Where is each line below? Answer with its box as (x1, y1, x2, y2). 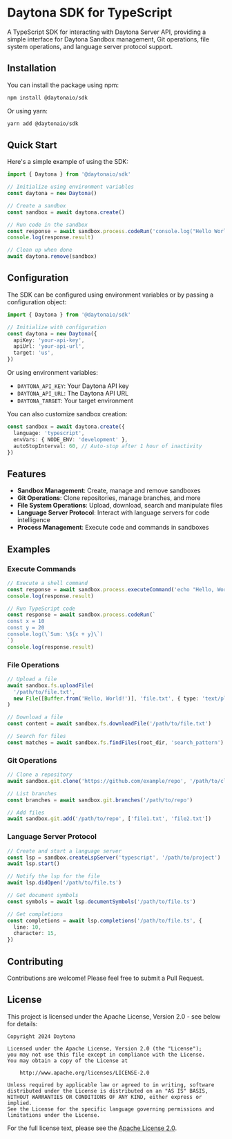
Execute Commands (7, 564, 77, 573)
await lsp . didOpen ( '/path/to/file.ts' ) (7, 880, 122, 887)
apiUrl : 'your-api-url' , (13, 343, 85, 350)
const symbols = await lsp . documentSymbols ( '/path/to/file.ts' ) (7, 898, 196, 905)
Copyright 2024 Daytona (7, 1032, 76, 1040)
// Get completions (7, 911, 64, 918)
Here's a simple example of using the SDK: (7, 158, 129, 166)
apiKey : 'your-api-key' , (13, 337, 85, 344)
